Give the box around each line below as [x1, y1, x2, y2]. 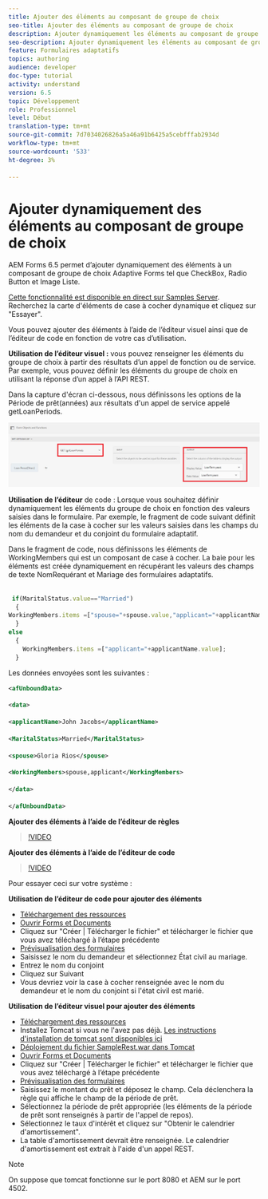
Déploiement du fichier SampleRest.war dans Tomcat [19, 1042, 195, 1051]
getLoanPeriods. [8, 407, 63, 417]
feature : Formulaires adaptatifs [8, 46, 120, 55]
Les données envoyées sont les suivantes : [8, 667, 150, 678]
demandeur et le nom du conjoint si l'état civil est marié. [19, 986, 205, 995]
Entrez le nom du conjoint [19, 960, 104, 970]
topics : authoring [8, 55, 69, 63]
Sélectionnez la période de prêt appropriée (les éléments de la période [19, 1102, 253, 1111]
